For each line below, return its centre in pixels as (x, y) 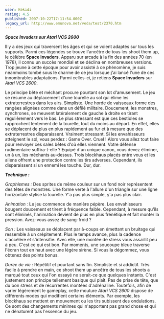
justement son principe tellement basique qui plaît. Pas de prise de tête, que (82, 280)
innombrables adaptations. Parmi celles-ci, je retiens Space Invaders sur (79, 78)
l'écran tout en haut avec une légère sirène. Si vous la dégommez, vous (77, 250)
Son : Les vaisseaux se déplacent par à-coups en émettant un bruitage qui (80, 229)
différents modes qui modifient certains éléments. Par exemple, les (72, 296)
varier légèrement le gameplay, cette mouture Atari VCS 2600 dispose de (79, 291)
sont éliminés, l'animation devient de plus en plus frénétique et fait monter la (82, 215)
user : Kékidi (18, 10)
